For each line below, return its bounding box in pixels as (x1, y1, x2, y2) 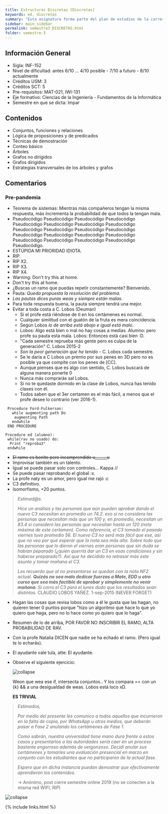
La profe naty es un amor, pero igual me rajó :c (12, 475, 109, 481)
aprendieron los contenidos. (17, 769, 76, 775)
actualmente (12, 73, 38, 79)
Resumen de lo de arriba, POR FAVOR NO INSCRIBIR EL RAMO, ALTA (12, 619, 154, 625)
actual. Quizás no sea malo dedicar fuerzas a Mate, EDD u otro (17, 573, 151, 580)
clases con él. (19, 386, 48, 392)
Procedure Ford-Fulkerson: (7, 406, 64, 411)
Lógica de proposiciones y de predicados (12, 132, 98, 138)
